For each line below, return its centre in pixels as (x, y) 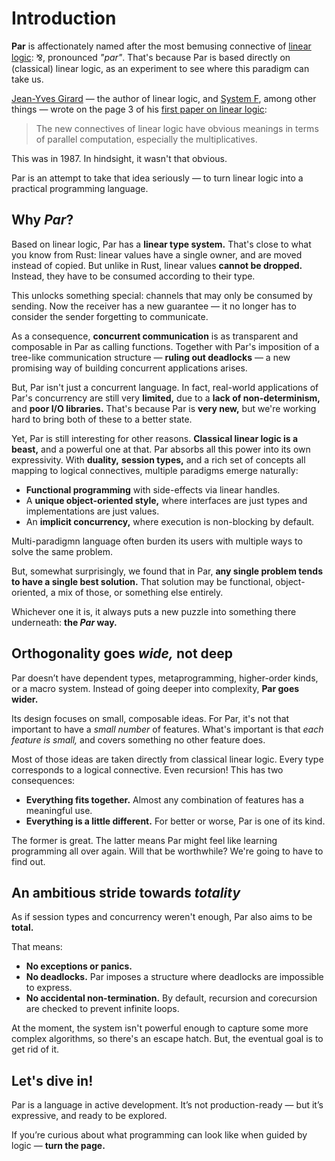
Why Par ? (42, 220)
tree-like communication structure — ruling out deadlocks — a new (151, 357)
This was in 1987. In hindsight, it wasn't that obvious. (119, 158)
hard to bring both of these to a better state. (102, 419)
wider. (25, 699)
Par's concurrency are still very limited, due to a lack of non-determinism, (166, 398)
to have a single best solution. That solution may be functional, (142, 581)
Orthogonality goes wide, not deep (122, 653)
